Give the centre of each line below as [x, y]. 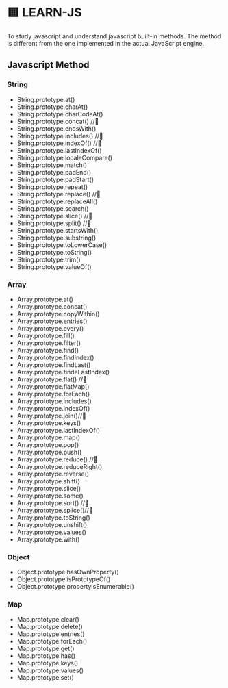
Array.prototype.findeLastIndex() [63, 372]
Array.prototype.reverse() [53, 474]
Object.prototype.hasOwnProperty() [68, 572]
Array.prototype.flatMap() [53, 386]
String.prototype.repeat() [52, 187]
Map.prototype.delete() [50, 626]
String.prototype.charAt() [52, 107]
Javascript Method [49, 65]
